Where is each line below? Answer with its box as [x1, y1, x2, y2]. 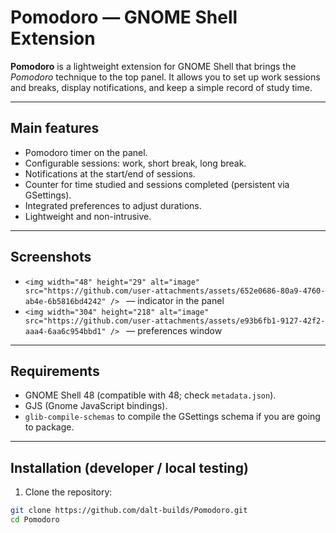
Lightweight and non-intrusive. [24, 210, 152, 222]
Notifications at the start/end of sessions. [24, 167, 196, 180]
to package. [24, 421, 75, 433]
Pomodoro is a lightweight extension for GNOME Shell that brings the [10, 60, 297, 72]
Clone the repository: [24, 486, 113, 498]
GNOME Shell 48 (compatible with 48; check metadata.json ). [24, 389, 277, 401]
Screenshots [10, 249, 92, 266]
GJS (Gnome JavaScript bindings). [24, 400, 168, 412]
